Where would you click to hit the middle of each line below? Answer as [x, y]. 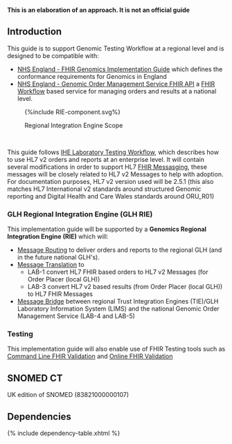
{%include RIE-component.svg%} [73, 112]
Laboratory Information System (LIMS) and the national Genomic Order [118, 309]
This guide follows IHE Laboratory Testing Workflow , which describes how [113, 152]
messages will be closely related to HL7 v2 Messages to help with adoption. [115, 174]
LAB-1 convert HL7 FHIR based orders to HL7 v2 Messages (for [118, 272]
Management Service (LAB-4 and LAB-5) [76, 316]
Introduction [35, 31]
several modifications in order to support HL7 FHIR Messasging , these [107, 167]
